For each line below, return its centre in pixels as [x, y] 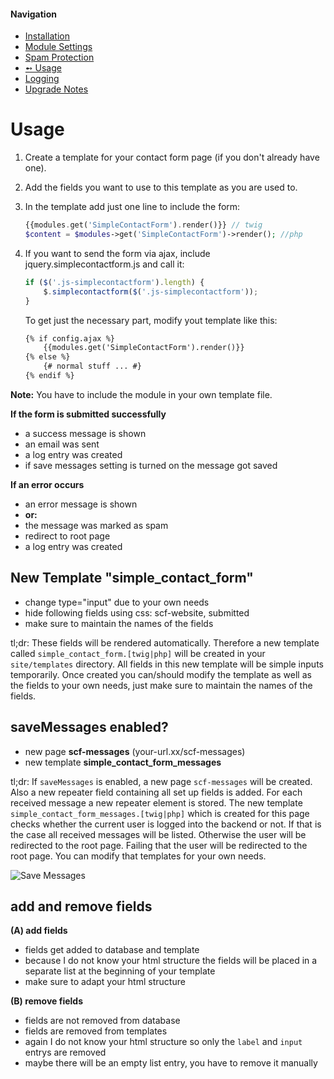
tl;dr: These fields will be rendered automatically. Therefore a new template [165, 642]
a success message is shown [85, 433]
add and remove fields [81, 906]
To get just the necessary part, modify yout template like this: [151, 320]
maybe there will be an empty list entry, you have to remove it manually [171, 1063]
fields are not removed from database [102, 1021]
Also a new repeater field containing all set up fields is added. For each [156, 792]
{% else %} [47, 357]
